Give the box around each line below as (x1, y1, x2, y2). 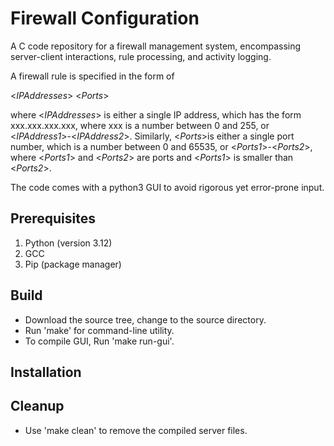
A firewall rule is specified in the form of (10, 70, 175, 82)
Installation (10, 363, 82, 381)
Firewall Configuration (10, 7, 200, 30)
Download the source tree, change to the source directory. (24, 313, 267, 326)
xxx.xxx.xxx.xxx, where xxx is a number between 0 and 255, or (10, 119, 270, 131)
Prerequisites (10, 210, 96, 227)
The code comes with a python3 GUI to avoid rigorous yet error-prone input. (10, 181, 325, 193)
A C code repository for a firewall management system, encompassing (10, 40, 302, 52)
